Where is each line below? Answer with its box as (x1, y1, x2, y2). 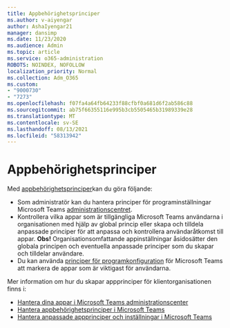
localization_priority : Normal (7, 68, 97, 75)
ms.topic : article (7, 49, 60, 56)
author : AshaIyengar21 (7, 23, 73, 30)
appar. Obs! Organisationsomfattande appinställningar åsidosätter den (17, 235, 218, 243)
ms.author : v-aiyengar (7, 17, 73, 23)
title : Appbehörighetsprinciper (7, 10, 100, 17)
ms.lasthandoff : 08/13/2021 (7, 126, 88, 133)
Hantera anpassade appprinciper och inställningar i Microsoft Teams (17, 313, 213, 321)
